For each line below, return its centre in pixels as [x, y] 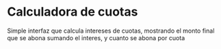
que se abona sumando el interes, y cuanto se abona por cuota [96, 37]
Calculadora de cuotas [73, 12]
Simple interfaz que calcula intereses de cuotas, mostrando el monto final [111, 31]
